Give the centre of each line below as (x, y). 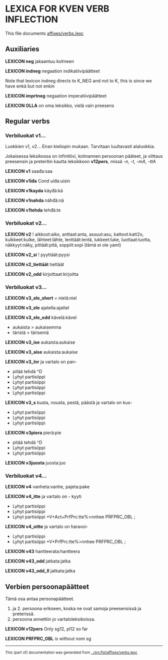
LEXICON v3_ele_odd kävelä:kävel (41, 317)
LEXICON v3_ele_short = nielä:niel (41, 298)
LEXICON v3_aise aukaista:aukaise (41, 352)
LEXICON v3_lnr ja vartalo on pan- (41, 362)
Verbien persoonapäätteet (47, 586)
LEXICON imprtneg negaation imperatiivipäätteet (56, 95)
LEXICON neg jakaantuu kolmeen (39, 61)
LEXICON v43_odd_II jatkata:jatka (40, 571)
